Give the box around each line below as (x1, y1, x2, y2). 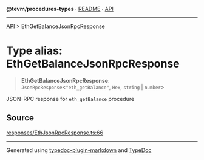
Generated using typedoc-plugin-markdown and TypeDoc (6, 146, 152, 154)
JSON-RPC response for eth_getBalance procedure (6, 95, 135, 102)
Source (6, 113, 35, 123)
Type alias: (6, 44, 63, 58)
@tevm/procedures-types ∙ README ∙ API (6, 5, 114, 12)
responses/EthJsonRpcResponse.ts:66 (6, 129, 104, 136)
